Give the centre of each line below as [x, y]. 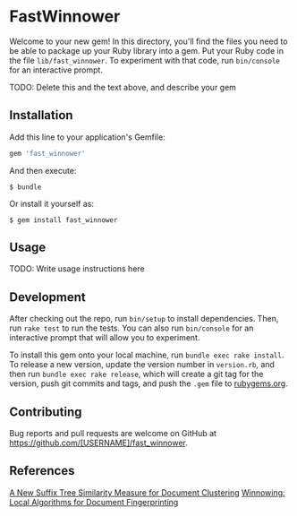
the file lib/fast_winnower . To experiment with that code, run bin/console [144, 60]
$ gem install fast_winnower [64, 220]
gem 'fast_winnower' [48, 153]
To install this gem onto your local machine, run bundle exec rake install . [147, 355]
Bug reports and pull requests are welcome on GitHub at [113, 434]
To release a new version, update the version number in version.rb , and [142, 365]
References [42, 471]
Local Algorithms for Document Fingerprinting [94, 502]
